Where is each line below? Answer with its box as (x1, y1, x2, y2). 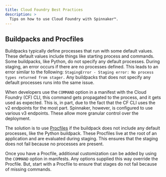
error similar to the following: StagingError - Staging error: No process (5, 69, 154, 75)
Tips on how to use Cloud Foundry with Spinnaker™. (9, 16, 119, 21)
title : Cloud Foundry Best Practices (5, 7, 83, 12)
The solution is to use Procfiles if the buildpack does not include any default (5, 125, 160, 131)
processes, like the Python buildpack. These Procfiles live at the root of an (5, 130, 157, 136)
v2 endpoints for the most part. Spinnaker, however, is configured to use (5, 105, 153, 111)
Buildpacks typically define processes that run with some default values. (5, 48, 154, 54)
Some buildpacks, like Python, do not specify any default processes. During (5, 59, 160, 64)
